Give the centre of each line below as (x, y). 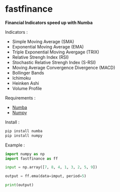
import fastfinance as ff (31, 158)
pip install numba (24, 131)
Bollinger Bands (28, 72)
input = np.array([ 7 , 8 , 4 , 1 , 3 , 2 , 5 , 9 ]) (51, 168)
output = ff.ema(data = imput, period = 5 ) (46, 176)
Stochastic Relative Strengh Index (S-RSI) (54, 62)
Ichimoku (21, 78)
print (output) (20, 185)
